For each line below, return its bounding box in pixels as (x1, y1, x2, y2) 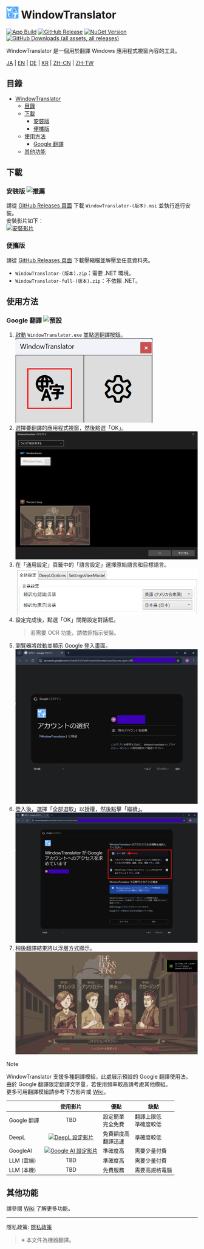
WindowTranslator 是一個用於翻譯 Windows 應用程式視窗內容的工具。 (6, 47, 181, 54)
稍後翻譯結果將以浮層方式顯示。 (15, 944, 95, 952)
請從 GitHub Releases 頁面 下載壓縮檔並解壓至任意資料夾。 (6, 256, 154, 264)
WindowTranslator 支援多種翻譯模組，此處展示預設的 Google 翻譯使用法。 (6, 1073, 191, 1081)
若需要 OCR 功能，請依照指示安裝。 (30, 629, 120, 636)
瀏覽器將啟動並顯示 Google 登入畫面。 (15, 642, 111, 649)
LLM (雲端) (8, 1157, 36, 1164)
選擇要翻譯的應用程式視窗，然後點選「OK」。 (15, 424, 127, 432)
